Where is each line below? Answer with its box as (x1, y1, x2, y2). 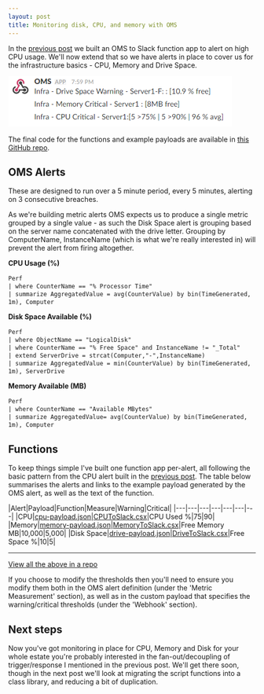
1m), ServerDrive (8, 368, 65, 376)
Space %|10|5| (8, 537, 57, 546)
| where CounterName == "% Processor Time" (8, 283, 153, 291)
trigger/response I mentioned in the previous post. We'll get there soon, (8, 660, 240, 670)
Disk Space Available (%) (8, 312, 92, 321)
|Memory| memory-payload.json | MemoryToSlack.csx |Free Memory (8, 520, 225, 530)
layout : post (8, 13, 51, 20)
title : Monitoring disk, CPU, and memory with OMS (8, 20, 178, 29)
